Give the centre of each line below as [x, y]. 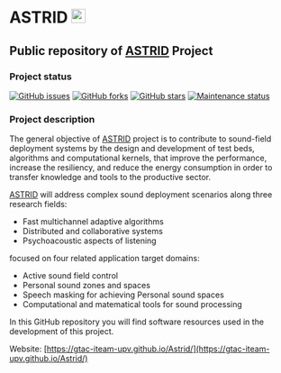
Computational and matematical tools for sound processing [132, 305]
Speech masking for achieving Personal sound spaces [123, 295]
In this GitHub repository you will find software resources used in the [136, 322]
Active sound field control [70, 276]
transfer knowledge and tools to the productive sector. [110, 177]
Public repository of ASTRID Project [111, 51]
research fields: [38, 205]
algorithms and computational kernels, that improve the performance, [138, 158]
